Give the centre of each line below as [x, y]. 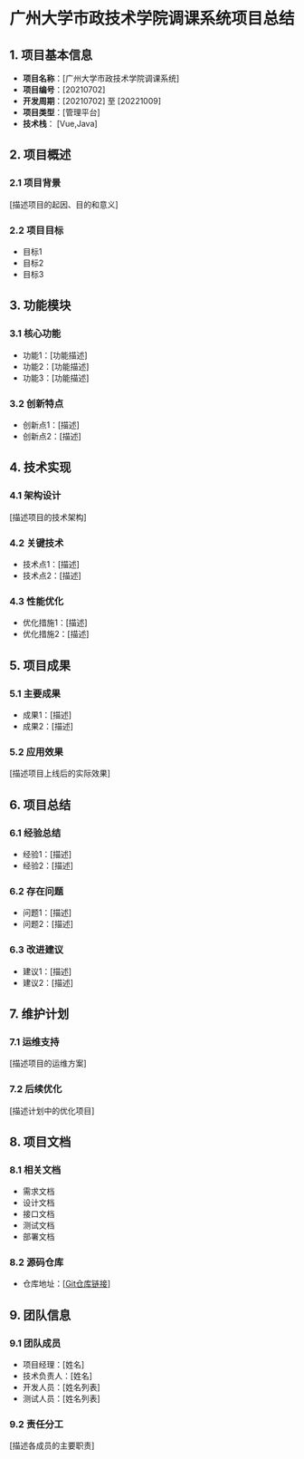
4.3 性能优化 [37, 601]
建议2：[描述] [48, 982]
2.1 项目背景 [35, 183]
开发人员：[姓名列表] [62, 1387]
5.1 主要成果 [35, 693]
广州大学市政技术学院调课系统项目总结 [152, 19]
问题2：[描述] [48, 924]
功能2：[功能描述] [56, 366]
